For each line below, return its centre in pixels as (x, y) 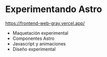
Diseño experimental (34, 49)
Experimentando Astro (54, 9)
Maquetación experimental (40, 33)
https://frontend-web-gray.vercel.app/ (45, 23)
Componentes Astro (33, 38)
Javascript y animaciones (39, 43)
